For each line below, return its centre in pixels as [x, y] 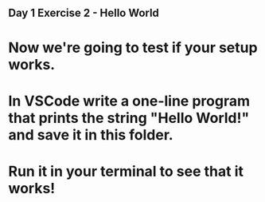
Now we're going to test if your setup [133, 48]
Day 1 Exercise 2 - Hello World [84, 13]
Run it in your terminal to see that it [126, 171]
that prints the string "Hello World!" [129, 118]
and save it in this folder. [91, 135]
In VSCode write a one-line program [129, 101]
